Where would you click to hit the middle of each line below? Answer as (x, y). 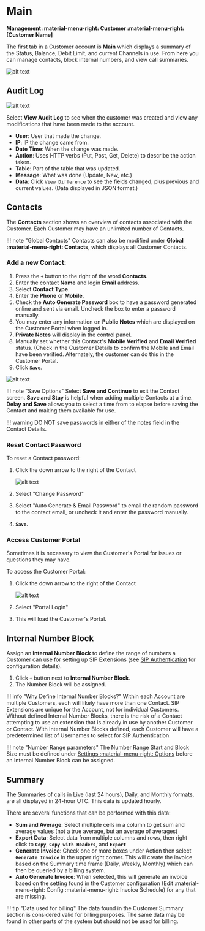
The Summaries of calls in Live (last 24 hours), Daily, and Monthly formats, (100, 794)
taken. (23, 162)
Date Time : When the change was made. (67, 149)
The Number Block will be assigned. (61, 685)
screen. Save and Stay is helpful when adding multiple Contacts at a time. (99, 397)
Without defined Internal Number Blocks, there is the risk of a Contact (94, 716)
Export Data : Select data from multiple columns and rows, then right (101, 838)
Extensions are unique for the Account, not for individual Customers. (93, 710)
